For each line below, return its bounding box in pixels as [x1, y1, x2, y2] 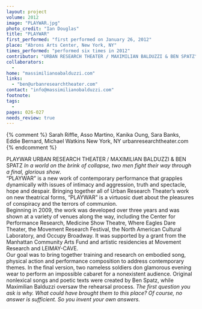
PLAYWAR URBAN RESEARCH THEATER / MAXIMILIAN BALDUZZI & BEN [6, 155, 186, 163]
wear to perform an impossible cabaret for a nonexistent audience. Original [6, 271, 192, 278]
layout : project [6, 8, 47, 15]
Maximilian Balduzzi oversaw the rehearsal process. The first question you [6, 283, 191, 290]
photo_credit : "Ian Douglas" [6, 25, 79, 32]
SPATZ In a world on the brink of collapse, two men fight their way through [6, 162, 192, 169]
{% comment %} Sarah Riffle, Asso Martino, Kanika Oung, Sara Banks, [6, 131, 181, 139]
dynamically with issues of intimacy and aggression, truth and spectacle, [6, 181, 186, 188]
